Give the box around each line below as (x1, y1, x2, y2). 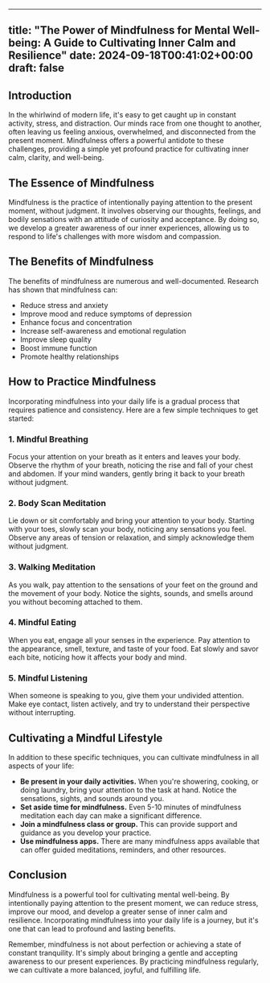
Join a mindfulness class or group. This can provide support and (19, 819, 238, 829)
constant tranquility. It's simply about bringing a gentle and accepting (8, 948, 239, 957)
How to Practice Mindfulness (8, 375, 157, 389)
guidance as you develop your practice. (19, 828, 152, 837)
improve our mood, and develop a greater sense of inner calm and (8, 907, 227, 916)
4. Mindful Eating (8, 617, 76, 628)
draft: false (8, 61, 64, 75)
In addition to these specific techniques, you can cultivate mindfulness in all (8, 752, 260, 762)
